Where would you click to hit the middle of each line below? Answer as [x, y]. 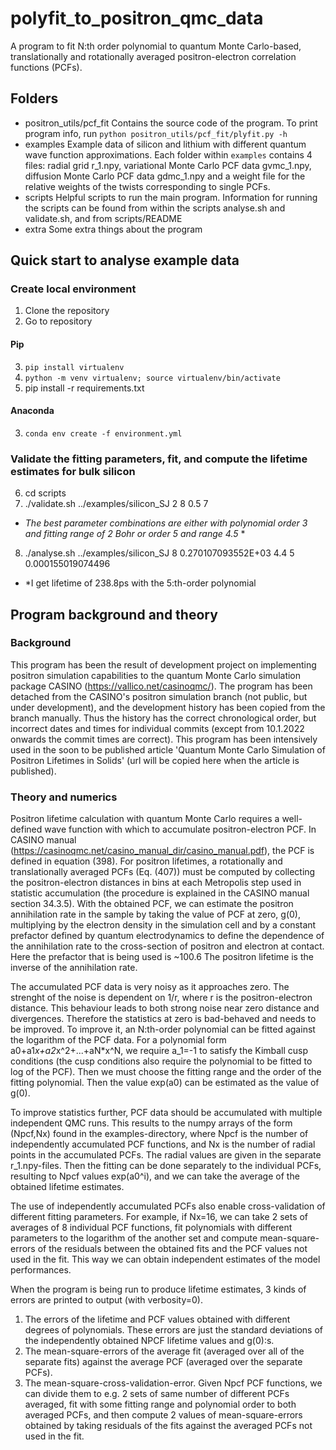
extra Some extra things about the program [113, 229]
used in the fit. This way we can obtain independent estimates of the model [165, 1259]
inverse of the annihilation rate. [74, 968]
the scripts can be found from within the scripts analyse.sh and [155, 208]
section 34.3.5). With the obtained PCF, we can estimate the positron [152, 904]
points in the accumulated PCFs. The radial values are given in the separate [166, 1155]
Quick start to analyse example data [125, 260]
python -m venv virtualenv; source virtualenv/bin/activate [152, 378]
